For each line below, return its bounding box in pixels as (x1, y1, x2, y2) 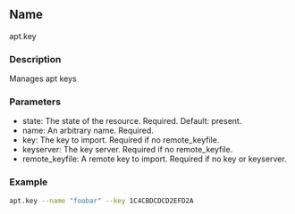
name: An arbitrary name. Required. (21, 125, 155, 136)
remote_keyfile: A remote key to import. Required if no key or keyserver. (21, 153, 288, 164)
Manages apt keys (9, 73, 78, 84)
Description (9, 53, 62, 65)
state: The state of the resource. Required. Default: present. (21, 116, 242, 127)
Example (9, 176, 48, 188)
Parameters (9, 95, 61, 108)
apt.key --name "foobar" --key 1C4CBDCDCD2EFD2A (9, 196, 194, 205)
